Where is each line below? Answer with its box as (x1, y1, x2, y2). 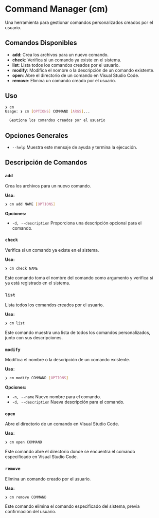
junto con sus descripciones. (5, 334, 63, 340)
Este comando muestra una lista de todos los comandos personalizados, (5, 330, 151, 335)
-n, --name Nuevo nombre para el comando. (12, 394, 101, 400)
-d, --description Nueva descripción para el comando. (12, 399, 125, 405)
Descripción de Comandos (5, 158, 88, 166)
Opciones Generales (5, 131, 68, 140)
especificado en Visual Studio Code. (5, 454, 78, 460)
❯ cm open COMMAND (5, 440, 42, 445)
